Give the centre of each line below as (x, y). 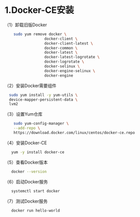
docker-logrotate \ (64, 62)
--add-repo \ (27, 128)
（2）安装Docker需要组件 (31, 86)
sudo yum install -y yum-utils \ (43, 95)
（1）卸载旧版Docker (26, 25)
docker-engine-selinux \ (70, 71)
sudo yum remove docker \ (40, 34)
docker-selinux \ (62, 66)
